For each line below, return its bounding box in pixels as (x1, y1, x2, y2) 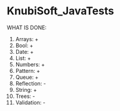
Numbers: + (15, 61, 45, 68)
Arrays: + (15, 35, 39, 42)
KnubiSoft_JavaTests (7, 4, 114, 18)
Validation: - (15, 98, 45, 106)
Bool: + (15, 42, 33, 49)
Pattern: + (15, 67, 41, 74)
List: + (15, 54, 32, 61)
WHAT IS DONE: (7, 24, 47, 31)
